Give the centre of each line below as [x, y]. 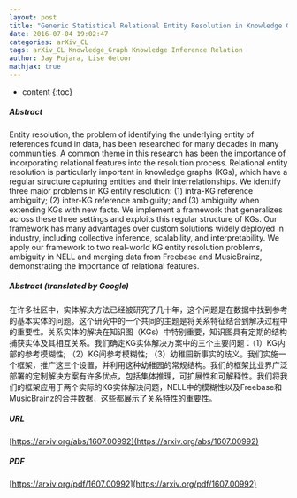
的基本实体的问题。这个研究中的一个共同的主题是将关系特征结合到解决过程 [145, 320]
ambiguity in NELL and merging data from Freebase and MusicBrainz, [136, 257]
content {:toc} [47, 92]
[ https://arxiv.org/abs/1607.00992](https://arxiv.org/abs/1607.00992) [134, 441]
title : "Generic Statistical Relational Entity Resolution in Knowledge [146, 26]
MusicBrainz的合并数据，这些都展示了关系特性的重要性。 [113, 398]
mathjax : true [35, 67]
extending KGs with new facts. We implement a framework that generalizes [146, 210]
